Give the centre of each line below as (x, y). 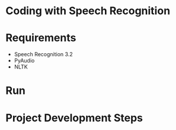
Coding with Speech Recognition (88, 11)
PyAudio (24, 61)
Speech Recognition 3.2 (43, 54)
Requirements (41, 38)
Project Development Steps (74, 118)
